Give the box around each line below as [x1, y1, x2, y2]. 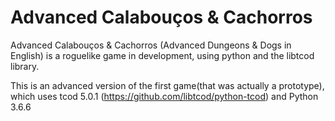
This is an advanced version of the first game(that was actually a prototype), [10, 79, 325, 91]
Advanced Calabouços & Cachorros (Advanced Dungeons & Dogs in [10, 39, 292, 51]
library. [10, 60, 40, 72]
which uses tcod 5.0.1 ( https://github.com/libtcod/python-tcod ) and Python [10, 90, 319, 102]
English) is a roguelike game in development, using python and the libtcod [10, 49, 315, 61]
